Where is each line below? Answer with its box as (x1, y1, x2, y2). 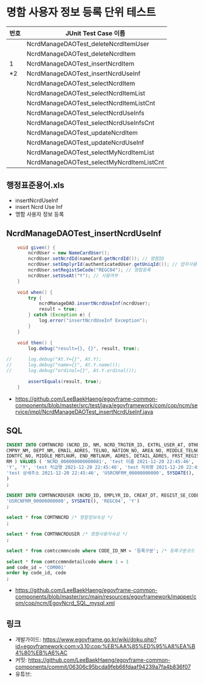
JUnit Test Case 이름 (65, 29, 126, 37)
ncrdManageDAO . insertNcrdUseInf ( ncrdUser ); (38, 301, 151, 307)
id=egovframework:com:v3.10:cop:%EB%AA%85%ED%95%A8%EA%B (15, 642, 195, 650)
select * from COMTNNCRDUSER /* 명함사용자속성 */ (6, 531, 129, 537)
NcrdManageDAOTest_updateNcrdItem (26, 128, 138, 137)
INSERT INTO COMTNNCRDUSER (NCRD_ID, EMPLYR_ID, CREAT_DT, (6, 492, 159, 498)
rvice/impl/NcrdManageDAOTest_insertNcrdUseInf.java (15, 408, 154, 415)
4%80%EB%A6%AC (15, 649, 68, 656)
